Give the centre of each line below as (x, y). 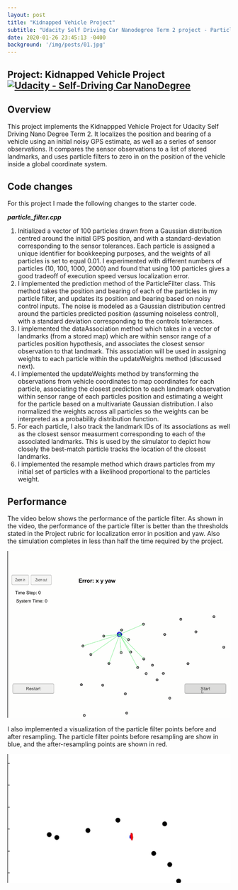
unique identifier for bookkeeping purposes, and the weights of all (114, 253)
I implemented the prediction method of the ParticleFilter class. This (117, 284)
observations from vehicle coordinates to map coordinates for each (116, 382)
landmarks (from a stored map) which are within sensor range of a (114, 336)
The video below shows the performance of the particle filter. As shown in (115, 518)
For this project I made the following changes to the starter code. (102, 204)
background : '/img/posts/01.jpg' (57, 45)
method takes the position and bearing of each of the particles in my (118, 291)
